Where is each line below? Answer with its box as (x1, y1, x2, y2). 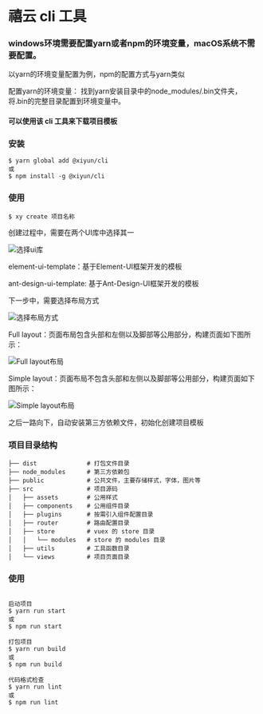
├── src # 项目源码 (8, 485, 118, 493)
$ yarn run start (8, 607, 66, 616)
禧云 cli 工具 (8, 7, 87, 26)
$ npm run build (8, 660, 62, 668)
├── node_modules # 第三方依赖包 (8, 468, 130, 476)
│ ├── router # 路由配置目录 (8, 519, 130, 527)
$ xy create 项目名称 (8, 213, 76, 221)
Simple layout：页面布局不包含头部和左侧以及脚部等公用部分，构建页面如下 (8, 373, 255, 383)
